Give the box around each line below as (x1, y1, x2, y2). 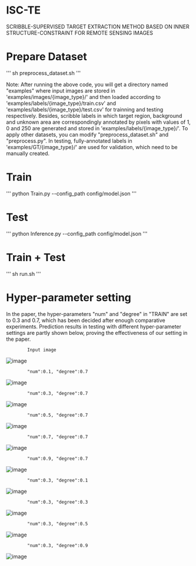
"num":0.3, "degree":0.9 (27, 542, 88, 548)
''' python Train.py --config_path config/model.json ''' (6, 190, 137, 197)
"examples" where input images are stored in (6, 87, 116, 94)
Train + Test (6, 251, 66, 264)
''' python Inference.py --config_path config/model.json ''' (6, 230, 148, 237)
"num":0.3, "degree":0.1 (27, 477, 88, 483)
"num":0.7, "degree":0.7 (27, 434, 88, 440)
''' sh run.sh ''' (6, 270, 41, 277)
